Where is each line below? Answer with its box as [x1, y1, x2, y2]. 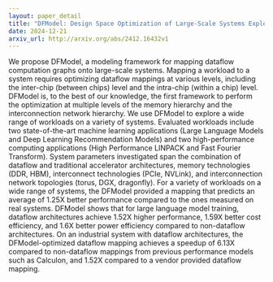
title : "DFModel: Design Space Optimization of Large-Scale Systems [8, 20, 245, 28]
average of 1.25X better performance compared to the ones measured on [8, 195, 254, 205]
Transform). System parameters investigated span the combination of [8, 152, 241, 162]
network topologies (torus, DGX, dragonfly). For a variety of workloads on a [8, 178, 262, 188]
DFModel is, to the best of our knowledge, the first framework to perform [8, 91, 253, 102]
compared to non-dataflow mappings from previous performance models [8, 247, 254, 257]
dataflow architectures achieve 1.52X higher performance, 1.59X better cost [8, 212, 262, 222]
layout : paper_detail [8, 11, 82, 20]
